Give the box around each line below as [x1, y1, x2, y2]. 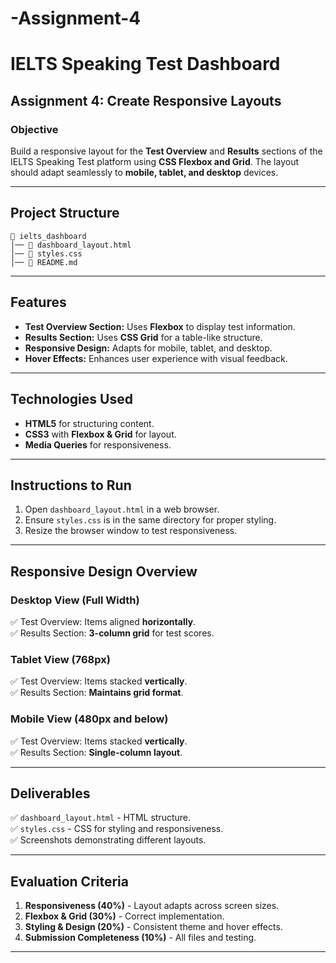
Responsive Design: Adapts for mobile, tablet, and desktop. [24, 342, 273, 354]
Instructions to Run [10, 477, 132, 494]
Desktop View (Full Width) [10, 593, 140, 607]
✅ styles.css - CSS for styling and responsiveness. [10, 823, 224, 835]
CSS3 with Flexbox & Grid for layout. [24, 428, 177, 440]
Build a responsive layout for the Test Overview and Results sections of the [10, 145, 323, 157]
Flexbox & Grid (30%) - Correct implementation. [24, 910, 225, 922]
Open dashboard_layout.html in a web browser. [24, 503, 220, 516]
